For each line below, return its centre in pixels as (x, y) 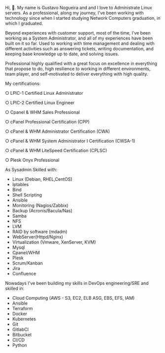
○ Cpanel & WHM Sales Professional (43, 112)
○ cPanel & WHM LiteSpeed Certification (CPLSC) (56, 150)
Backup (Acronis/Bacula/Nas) (42, 211)
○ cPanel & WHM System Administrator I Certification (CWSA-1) (70, 141)
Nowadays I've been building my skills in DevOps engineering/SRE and (77, 283)
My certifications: (23, 83)
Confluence (24, 274)
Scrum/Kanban (28, 263)
